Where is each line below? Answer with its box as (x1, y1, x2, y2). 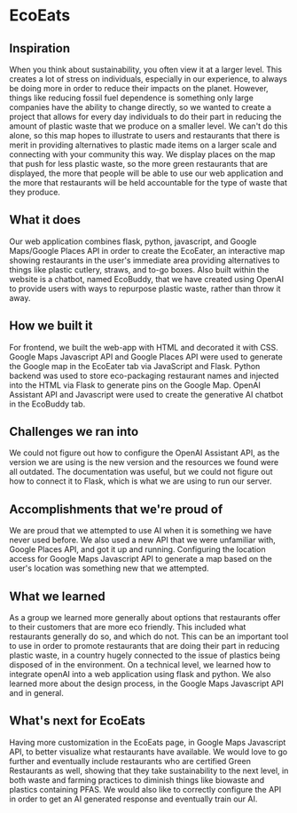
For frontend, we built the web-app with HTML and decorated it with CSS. (9, 342, 278, 352)
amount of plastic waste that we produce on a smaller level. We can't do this (9, 121, 288, 131)
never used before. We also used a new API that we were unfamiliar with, (9, 534, 277, 546)
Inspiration (9, 41, 71, 56)
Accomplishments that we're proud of (9, 501, 223, 517)
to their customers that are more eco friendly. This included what (9, 622, 246, 633)
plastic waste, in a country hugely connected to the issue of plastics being (9, 650, 281, 661)
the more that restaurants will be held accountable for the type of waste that (9, 178, 288, 187)
